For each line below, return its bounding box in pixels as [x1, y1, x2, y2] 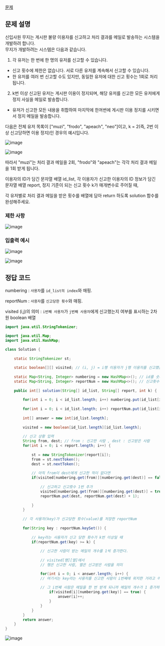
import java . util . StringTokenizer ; [5, 324, 78, 329]
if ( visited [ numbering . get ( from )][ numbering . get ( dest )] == [31, 475, 153, 480]
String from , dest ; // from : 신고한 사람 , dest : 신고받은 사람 [23, 438, 150, 444]
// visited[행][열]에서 [40, 558, 85, 563]
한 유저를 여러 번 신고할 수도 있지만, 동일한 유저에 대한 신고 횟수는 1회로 [12, 73, 149, 79]
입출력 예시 [5, 237, 30, 244]
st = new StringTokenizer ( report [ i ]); [31, 452, 111, 457]
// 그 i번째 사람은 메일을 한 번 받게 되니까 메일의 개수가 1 [40, 585, 147, 590]
